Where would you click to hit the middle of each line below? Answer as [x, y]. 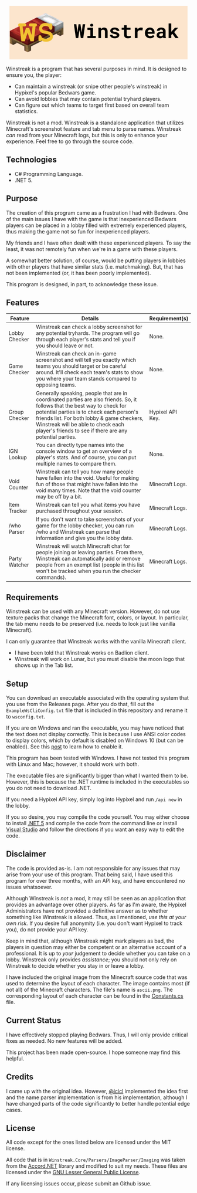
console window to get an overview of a [84, 451]
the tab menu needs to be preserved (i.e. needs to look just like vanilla [91, 624]
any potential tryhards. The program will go [88, 333]
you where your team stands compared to [86, 379]
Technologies [32, 160]
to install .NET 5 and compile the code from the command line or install [92, 823]
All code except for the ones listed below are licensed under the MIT [89, 1142]
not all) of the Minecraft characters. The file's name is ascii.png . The [89, 989]
